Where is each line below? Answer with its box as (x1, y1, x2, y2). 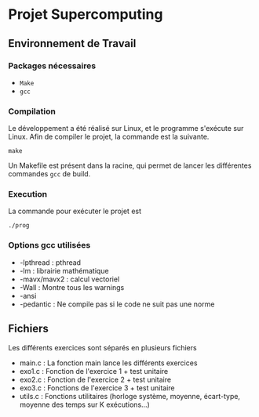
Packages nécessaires (8, 60, 97, 71)
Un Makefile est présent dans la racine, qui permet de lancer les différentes (8, 161, 252, 170)
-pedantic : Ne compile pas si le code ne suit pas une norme (19, 299, 215, 309)
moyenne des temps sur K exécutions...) (19, 400, 151, 409)
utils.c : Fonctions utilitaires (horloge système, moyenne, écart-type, (19, 391, 241, 401)
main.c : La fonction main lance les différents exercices (19, 358, 198, 368)
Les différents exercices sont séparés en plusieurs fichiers (8, 343, 198, 352)
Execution (8, 189, 48, 200)
